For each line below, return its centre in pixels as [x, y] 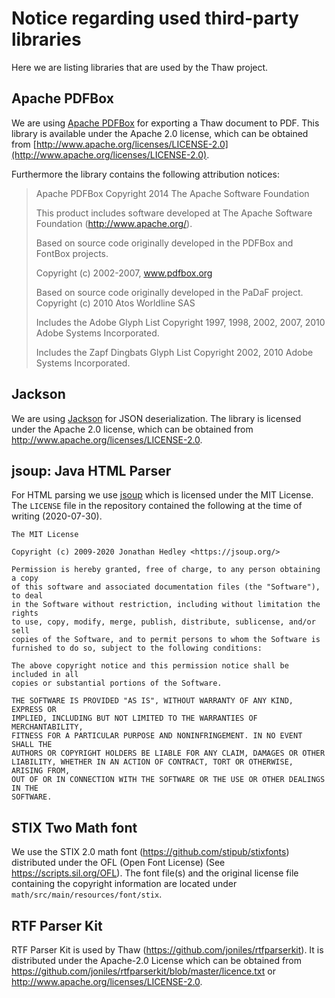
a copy [25, 578]
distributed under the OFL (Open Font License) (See [118, 863]
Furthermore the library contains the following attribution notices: [145, 174]
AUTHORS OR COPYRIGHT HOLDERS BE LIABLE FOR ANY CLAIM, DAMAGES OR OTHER [168, 753]
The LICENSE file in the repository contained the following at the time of [157, 506]
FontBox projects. [72, 253]
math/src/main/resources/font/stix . [87, 894]
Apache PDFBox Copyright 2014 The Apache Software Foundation [172, 193]
